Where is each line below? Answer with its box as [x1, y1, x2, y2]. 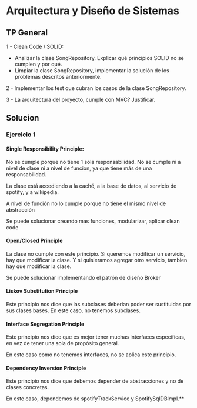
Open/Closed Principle [6, 237, 63, 245]
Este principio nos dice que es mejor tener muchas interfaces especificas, [6, 333, 186, 340]
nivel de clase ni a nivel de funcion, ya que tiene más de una [6, 165, 152, 172]
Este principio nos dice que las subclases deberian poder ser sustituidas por [6, 300, 191, 307]
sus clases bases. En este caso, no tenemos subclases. [6, 307, 141, 314]
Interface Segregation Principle [6, 320, 85, 327]
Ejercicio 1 [6, 131, 36, 139]
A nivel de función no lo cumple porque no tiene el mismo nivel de [6, 200, 166, 207]
